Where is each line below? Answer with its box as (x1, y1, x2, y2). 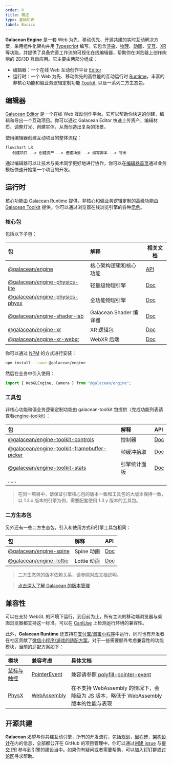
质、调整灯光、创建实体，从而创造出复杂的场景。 (5, 124, 109, 130)
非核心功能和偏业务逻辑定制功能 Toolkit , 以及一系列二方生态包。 (12, 80, 147, 86)
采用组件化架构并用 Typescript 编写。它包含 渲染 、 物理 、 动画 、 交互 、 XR (14, 43, 166, 49)
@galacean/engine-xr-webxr (8, 335, 80, 343)
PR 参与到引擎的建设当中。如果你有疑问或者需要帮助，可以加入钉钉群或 (11, 747, 162, 753)
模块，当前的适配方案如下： (5, 644, 64, 650)
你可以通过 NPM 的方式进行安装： (5, 350, 77, 357)
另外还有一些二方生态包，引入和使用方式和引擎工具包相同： (5, 524, 131, 530)
